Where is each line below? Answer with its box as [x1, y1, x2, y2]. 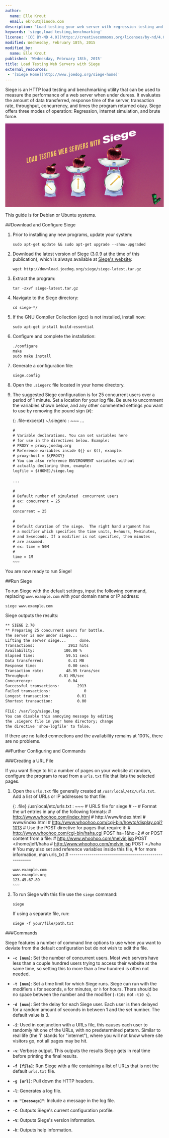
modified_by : [5, 45, 33, 51]
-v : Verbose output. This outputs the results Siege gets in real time [12, 1048, 151, 1054]
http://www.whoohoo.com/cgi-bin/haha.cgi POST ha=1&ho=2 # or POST [12, 830, 163, 836]
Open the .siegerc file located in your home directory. [12, 382, 125, 388]
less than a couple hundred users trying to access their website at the [12, 960, 157, 966]
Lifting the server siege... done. [5, 638, 92, 643]
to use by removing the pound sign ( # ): [12, 408, 93, 414]
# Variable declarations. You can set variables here [12, 433, 128, 438]
